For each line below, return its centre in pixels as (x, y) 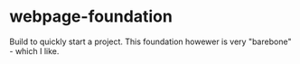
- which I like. (34, 50)
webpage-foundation (91, 17)
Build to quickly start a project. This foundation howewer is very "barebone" (150, 41)
